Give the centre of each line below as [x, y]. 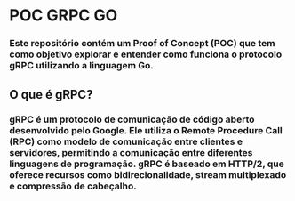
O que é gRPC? [51, 94]
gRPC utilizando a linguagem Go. [81, 66]
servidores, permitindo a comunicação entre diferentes [131, 153]
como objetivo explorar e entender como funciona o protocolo [146, 54]
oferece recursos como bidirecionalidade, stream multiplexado [148, 175]
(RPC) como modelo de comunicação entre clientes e [126, 141]
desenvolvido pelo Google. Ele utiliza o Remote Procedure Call [146, 131]
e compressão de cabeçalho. [73, 186]
